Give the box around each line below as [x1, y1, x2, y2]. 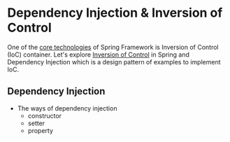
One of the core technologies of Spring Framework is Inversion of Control [7, 43, 219, 51]
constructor [27, 111, 62, 120]
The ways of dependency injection [17, 104, 117, 113]
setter [27, 119, 45, 127]
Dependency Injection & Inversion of [7, 5, 223, 21]
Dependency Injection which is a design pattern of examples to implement [7, 57, 221, 66]
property [27, 126, 54, 134]
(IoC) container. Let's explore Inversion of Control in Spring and [7, 50, 190, 59]
